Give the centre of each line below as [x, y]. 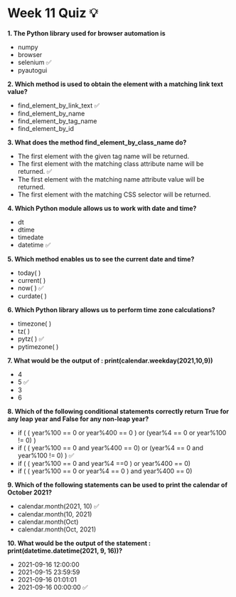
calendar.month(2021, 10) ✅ [58, 506]
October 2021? [29, 492]
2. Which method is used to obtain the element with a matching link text [116, 84]
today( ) [29, 273]
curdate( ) [32, 296]
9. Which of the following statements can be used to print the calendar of [117, 484]
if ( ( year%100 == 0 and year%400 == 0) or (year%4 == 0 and [111, 447]
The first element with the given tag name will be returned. [103, 156]
